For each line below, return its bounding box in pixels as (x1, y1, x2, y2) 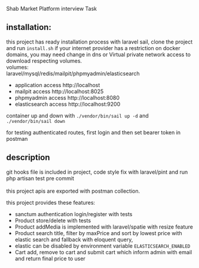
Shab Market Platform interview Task (6, 5, 97, 12)
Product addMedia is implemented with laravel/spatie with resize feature (14, 223, 193, 230)
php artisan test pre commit (6, 174, 75, 181)
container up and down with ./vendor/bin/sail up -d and (6, 112, 149, 119)
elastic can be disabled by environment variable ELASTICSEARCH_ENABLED (14, 242, 191, 249)
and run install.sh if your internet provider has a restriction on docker (6, 44, 180, 51)
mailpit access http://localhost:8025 (14, 88, 104, 95)
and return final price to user (14, 255, 85, 262)
